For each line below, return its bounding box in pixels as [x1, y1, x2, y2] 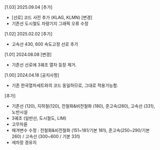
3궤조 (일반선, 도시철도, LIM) [11, 116, 67, 121]
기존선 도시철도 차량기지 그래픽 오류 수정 [11, 21, 89, 26]
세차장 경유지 [11, 140, 37, 145]
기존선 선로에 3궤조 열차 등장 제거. [11, 62, 77, 67]
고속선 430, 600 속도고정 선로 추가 [11, 41, 78, 47]
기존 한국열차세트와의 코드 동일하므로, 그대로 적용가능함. [11, 83, 119, 88]
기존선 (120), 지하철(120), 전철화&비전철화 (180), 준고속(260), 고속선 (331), [11, 103, 155, 109]
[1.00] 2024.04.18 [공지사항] [4, 72, 59, 78]
